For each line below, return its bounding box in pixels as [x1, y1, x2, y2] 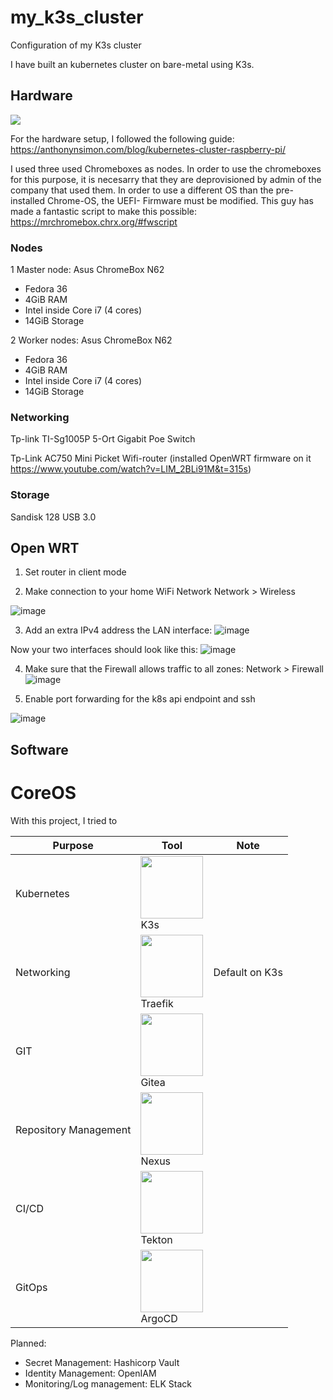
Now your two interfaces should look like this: [10, 644, 198, 656]
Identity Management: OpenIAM [24, 1367, 157, 1379]
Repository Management [15, 1122, 132, 1136]
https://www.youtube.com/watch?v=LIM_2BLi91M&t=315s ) [10, 463, 252, 475]
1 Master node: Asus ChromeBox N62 [10, 264, 165, 276]
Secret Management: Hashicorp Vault [24, 1356, 180, 1368]
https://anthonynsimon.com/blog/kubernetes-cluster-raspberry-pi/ [10, 143, 286, 155]
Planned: [10, 1337, 47, 1349]
